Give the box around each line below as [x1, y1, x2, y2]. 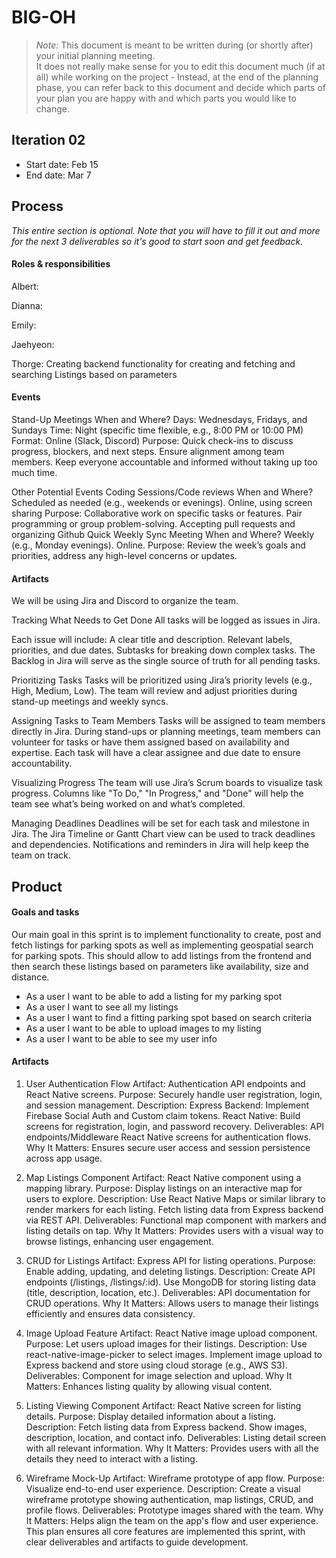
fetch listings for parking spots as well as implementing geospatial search [11, 939, 314, 951]
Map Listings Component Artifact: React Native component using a [25, 1171, 302, 1183]
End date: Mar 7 [25, 169, 92, 181]
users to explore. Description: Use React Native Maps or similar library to [25, 1192, 326, 1205]
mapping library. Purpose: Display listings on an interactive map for [25, 1182, 303, 1194]
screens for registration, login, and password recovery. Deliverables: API [25, 1120, 325, 1132]
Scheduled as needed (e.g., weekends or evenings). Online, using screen [11, 496, 313, 508]
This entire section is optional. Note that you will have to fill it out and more [11, 224, 321, 236]
